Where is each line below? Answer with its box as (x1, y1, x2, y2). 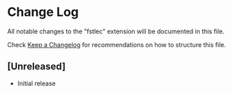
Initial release (17, 79, 56, 87)
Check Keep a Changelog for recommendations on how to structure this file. (7, 40, 227, 49)
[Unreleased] (7, 60, 66, 73)
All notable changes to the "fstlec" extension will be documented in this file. (7, 27, 225, 35)
